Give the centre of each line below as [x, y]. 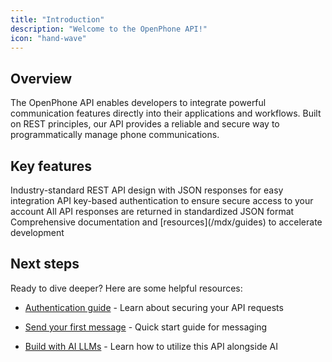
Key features [51, 166]
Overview [41, 78]
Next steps [45, 264]
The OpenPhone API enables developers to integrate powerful [138, 103]
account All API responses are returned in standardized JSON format [152, 211]
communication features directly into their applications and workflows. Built [166, 113]
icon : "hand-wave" [48, 38]
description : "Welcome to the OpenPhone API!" [109, 29]
